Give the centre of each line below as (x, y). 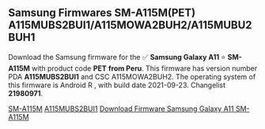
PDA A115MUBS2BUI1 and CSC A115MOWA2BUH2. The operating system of (132, 76)
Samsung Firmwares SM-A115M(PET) (102, 13)
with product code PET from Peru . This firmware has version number (144, 68)
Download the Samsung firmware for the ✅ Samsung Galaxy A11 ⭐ (117, 57)
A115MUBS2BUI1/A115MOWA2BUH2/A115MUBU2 (130, 26)
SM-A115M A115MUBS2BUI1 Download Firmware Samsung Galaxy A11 (121, 109)
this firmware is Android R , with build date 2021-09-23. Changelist (117, 85)
